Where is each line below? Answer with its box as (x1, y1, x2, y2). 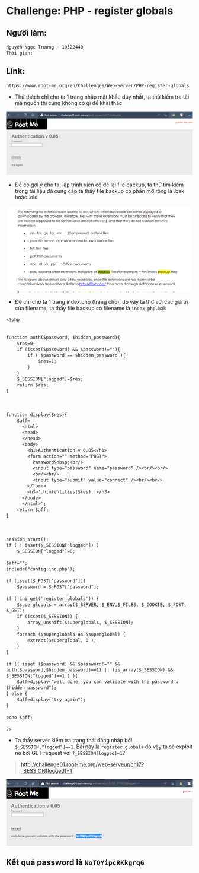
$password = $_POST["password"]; (17, 583, 99, 590)
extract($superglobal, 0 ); (27, 637, 97, 643)
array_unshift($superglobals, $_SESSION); (27, 619, 134, 626)
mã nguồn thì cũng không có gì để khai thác (14, 99, 123, 106)
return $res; (17, 382, 49, 388)
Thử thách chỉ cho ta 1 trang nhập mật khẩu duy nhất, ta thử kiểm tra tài (14, 93, 190, 100)
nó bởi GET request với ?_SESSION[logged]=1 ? (14, 749, 126, 756)
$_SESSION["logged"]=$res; (17, 376, 84, 382)
